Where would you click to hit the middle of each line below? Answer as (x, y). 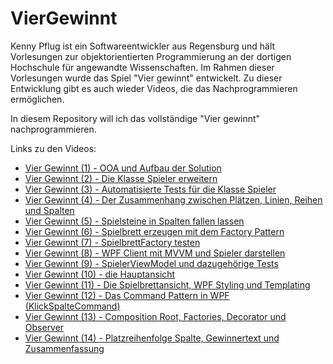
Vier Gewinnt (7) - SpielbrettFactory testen (112, 242)
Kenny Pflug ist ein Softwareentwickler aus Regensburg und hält (143, 46)
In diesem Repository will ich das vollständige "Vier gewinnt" (135, 118)
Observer (44, 327)
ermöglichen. (37, 99)
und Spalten (49, 210)
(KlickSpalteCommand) (72, 306)
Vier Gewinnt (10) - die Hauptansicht (100, 274)
